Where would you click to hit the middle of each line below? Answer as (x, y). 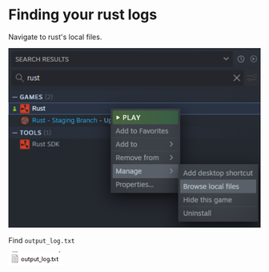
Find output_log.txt (42, 241)
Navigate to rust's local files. (55, 37)
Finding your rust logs (83, 15)
